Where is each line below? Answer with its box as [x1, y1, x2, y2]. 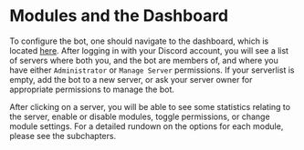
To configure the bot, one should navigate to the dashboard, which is [9, 35, 269, 46]
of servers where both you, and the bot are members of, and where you [9, 55, 278, 65]
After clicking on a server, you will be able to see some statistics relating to [9, 101, 290, 112]
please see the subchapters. [9, 130, 117, 141]
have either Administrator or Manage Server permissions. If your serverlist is [9, 65, 295, 75]
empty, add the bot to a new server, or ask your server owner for [9, 74, 253, 85]
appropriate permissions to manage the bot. [9, 84, 175, 95]
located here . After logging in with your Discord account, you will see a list [9, 45, 289, 55]
